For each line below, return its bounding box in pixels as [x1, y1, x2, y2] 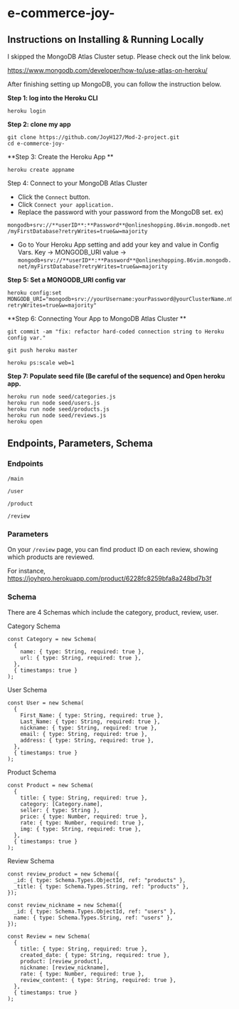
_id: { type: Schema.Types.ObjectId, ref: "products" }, [14, 877, 186, 884]
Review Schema [7, 857, 55, 866]
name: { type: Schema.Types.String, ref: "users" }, [14, 914, 174, 921]
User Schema [7, 686, 48, 695]
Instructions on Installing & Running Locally [7, 34, 204, 46]
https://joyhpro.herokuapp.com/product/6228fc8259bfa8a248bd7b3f [7, 574, 212, 583]
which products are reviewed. [7, 553, 95, 561]
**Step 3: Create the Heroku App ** [7, 153, 114, 161]
